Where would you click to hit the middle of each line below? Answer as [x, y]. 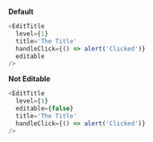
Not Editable [29, 79]
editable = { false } [45, 108]
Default [21, 12]
